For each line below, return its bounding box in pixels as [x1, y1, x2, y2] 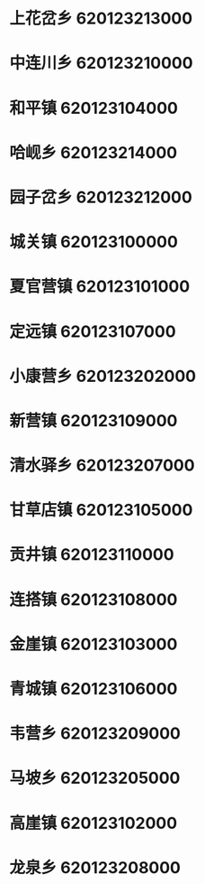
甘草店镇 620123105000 [9, 500, 193, 520]
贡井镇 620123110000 [9, 544, 174, 565]
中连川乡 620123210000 [9, 53, 193, 73]
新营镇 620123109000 [9, 410, 178, 431]
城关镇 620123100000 [9, 232, 178, 253]
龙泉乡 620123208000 [9, 857, 182, 878]
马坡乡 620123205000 [9, 768, 181, 788]
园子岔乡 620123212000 [9, 187, 193, 208]
